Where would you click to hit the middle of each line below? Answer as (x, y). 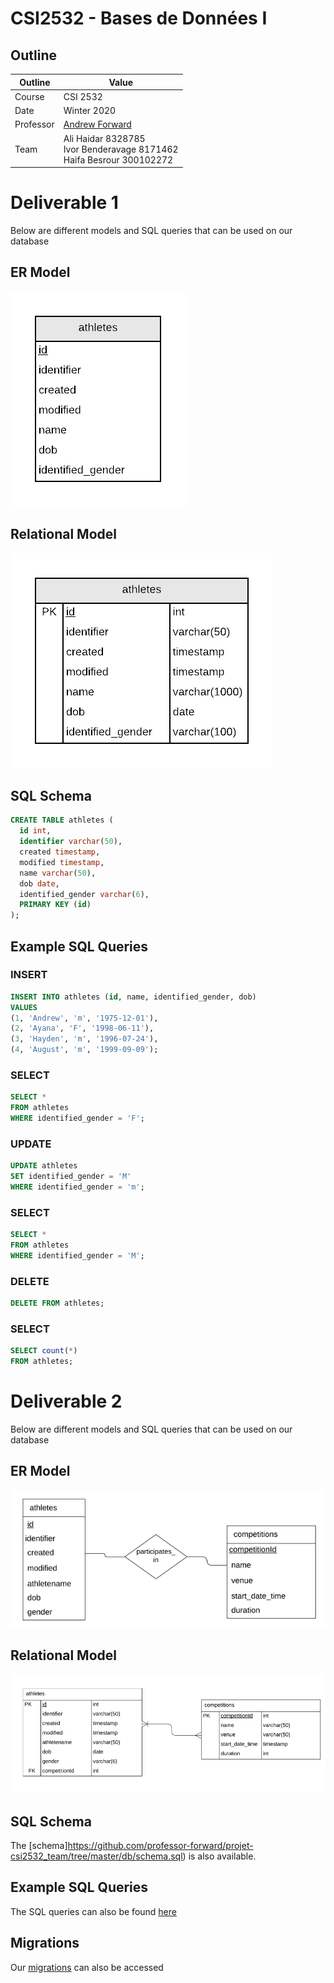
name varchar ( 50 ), (58, 873)
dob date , (39, 883)
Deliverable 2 (66, 1401)
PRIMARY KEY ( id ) (55, 905)
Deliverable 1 (64, 203)
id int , (35, 831)
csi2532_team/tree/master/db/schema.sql (96, 1856)
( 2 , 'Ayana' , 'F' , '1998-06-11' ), (82, 1028)
